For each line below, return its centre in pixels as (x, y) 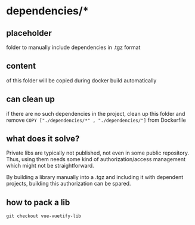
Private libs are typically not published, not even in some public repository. (98, 153)
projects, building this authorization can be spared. (69, 184)
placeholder (29, 33)
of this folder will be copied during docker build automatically (81, 80)
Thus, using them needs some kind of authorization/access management (96, 159)
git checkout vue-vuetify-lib (44, 216)
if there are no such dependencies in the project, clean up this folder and (96, 113)
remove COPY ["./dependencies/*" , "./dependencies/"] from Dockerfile (96, 120)
